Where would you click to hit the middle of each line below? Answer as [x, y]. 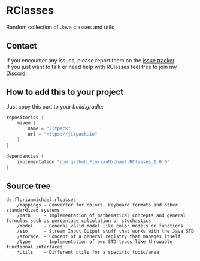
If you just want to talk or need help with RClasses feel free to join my [92, 67]
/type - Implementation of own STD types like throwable [95, 242]
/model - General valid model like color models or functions [100, 226]
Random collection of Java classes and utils [60, 27]
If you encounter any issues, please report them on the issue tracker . [91, 60]
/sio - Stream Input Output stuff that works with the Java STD [106, 232]
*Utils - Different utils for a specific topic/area [88, 253]
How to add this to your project [65, 92]
